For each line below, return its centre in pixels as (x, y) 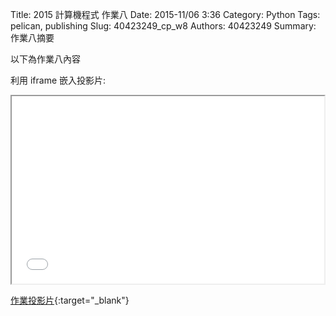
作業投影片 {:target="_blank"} (70, 300)
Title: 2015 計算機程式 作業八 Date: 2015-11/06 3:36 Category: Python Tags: (165, 14)
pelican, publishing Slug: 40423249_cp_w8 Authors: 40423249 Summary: (163, 26)
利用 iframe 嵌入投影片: (58, 80)
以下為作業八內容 (45, 59)
